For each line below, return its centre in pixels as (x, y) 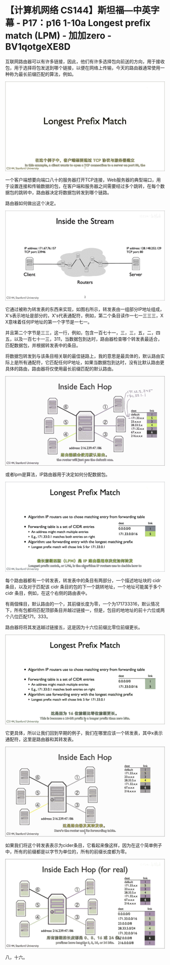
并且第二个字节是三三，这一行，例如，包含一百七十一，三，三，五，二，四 (83, 333)
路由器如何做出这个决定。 (32, 204)
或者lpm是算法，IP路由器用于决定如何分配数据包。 (58, 474)
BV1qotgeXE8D (38, 47)
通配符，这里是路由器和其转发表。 (41, 739)
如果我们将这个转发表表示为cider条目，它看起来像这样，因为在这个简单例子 (84, 845)
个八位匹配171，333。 (28, 616)
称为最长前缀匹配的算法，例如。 (43, 74)
